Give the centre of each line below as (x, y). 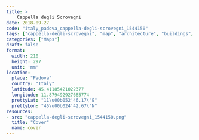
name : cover (27, 128)
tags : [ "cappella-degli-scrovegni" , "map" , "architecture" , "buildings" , (100, 34)
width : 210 (25, 56)
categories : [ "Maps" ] (33, 39)
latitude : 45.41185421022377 (48, 89)
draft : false (22, 45)
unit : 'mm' (25, 67)
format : (16, 51)
